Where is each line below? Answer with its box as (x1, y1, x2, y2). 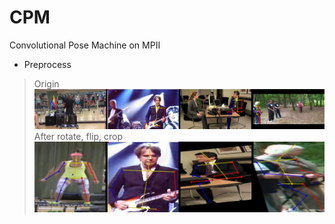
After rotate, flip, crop (33, 130, 123, 142)
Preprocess (23, 58, 72, 70)
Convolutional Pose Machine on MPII (9, 39, 161, 51)
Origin (33, 77, 60, 90)
